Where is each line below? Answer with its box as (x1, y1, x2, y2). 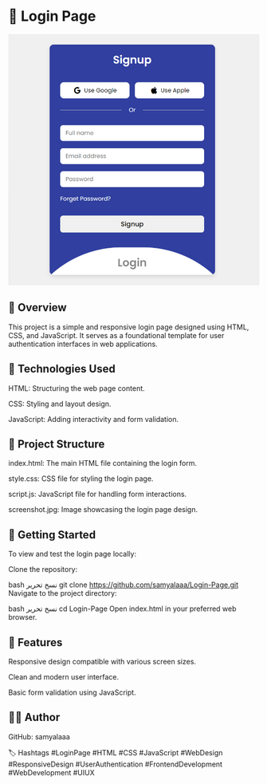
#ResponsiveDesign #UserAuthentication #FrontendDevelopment (8, 759, 223, 769)
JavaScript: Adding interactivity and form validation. (8, 414, 179, 424)
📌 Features (8, 636, 63, 649)
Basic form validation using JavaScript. (8, 687, 137, 697)
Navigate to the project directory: (8, 589, 117, 598)
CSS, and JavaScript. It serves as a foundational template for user (8, 330, 225, 340)
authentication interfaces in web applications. (8, 339, 158, 349)
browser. (8, 613, 37, 622)
